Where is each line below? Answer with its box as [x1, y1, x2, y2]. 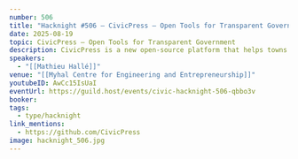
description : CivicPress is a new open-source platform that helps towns [9, 46, 288, 55]
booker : [9, 95, 38, 104]
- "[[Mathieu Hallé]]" [17, 63, 101, 72]
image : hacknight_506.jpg [9, 136, 105, 145]
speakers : [9, 54, 46, 63]
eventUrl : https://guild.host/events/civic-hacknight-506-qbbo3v [9, 87, 255, 95]
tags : [9, 103, 29, 112]
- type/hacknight [17, 111, 82, 120]
